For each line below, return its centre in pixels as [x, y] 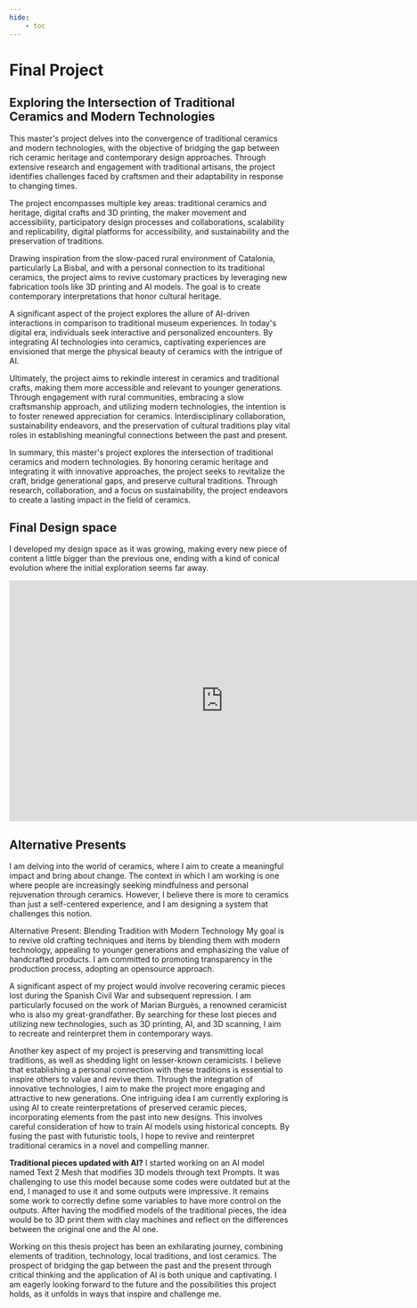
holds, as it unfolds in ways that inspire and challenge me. [115, 1294]
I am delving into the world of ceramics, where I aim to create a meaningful [147, 866]
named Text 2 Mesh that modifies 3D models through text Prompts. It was [145, 1172]
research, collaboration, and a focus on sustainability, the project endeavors [149, 490]
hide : [19, 17]
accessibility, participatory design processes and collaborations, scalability [147, 222]
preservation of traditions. [57, 241]
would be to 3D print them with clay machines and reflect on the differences [149, 1220]
